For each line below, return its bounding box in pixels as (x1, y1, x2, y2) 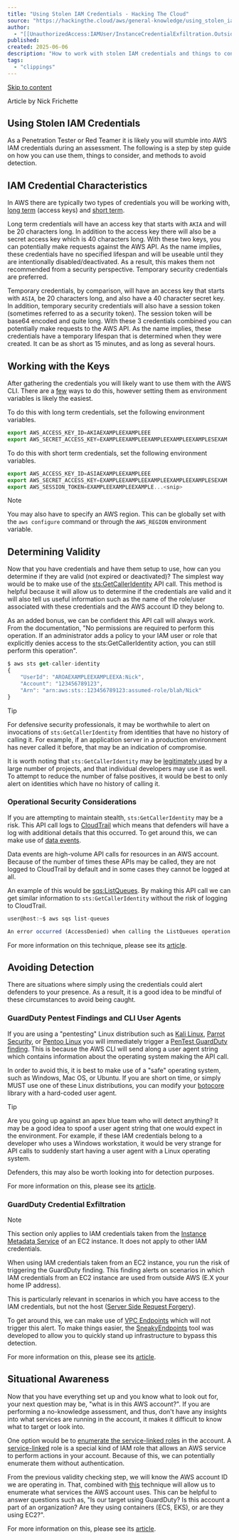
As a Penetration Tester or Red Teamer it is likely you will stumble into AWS (7, 136, 228, 145)
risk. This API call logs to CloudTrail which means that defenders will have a (7, 820, 229, 829)
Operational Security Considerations (7, 797, 137, 807)
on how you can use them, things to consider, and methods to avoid (7, 151, 206, 160)
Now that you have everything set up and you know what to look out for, (7, 1392, 219, 1400)
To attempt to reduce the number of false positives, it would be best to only (7, 772, 228, 780)
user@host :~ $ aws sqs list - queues (7, 915, 110, 922)
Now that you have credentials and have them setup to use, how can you (7, 565, 221, 573)
